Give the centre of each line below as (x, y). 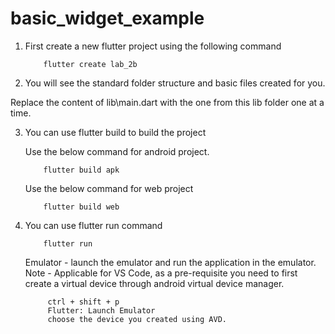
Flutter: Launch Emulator (101, 310)
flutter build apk (81, 170)
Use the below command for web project (109, 188)
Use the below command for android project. (117, 151)
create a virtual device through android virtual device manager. (154, 283)
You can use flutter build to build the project (115, 132)
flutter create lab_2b (90, 64)
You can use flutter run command (93, 225)
